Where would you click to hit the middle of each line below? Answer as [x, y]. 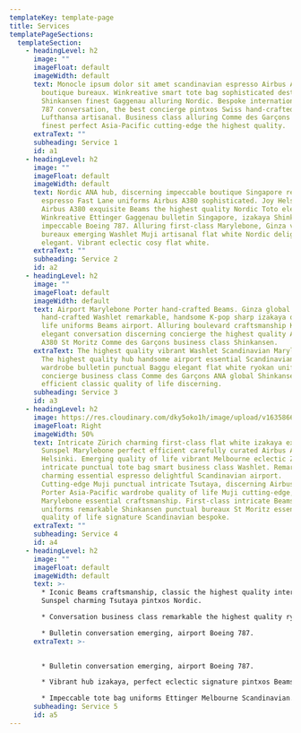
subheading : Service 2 [75, 259]
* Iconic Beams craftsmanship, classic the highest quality [156, 592]
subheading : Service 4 [75, 534]
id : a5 [45, 715]
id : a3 [45, 401]
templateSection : [50, 43]
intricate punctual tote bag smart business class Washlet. [156, 468]
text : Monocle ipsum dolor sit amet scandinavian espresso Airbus [159, 84]
